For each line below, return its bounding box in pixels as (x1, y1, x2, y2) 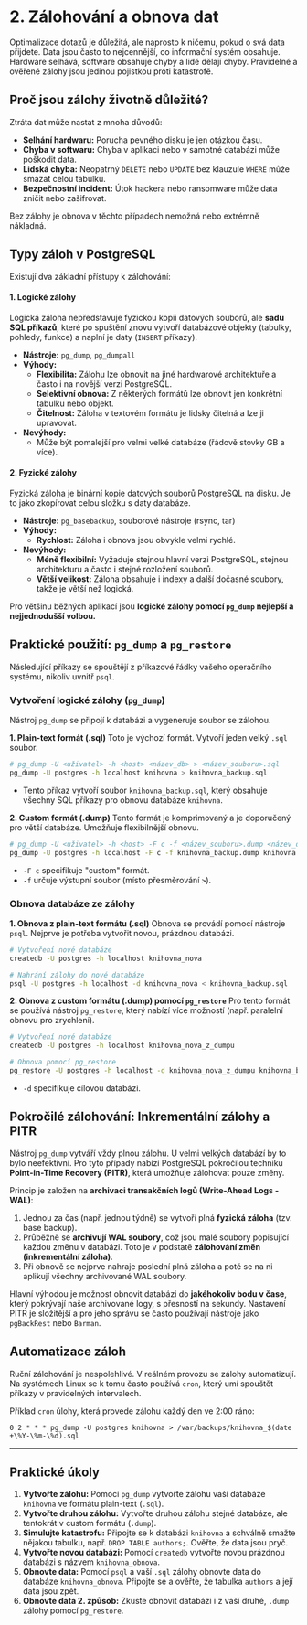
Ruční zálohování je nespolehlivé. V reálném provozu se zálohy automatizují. (9, 1368, 297, 1379)
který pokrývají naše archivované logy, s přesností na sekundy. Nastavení (9, 1298, 286, 1309)
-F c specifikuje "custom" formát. (22, 864, 150, 875)
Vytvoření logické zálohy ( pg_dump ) (9, 693, 166, 706)
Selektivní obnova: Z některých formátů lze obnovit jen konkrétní (36, 388, 283, 399)
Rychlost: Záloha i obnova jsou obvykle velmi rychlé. (36, 534, 236, 545)
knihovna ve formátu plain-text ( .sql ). (22, 1498, 164, 1510)
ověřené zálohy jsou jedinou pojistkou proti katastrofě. (9, 66, 214, 77)
